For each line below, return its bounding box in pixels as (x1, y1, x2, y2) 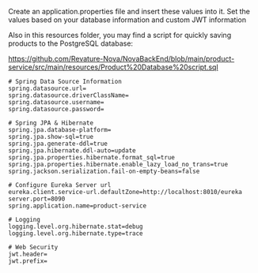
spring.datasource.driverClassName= (8, 92, 129, 99)
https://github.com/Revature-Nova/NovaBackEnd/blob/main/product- (8, 54, 235, 63)
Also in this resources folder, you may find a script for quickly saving (8, 31, 232, 39)
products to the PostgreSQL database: (8, 39, 133, 48)
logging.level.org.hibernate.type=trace (8, 230, 144, 237)
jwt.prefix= (8, 257, 47, 265)
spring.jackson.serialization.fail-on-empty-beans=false (8, 167, 200, 175)
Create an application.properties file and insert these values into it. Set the (8, 7, 251, 16)
